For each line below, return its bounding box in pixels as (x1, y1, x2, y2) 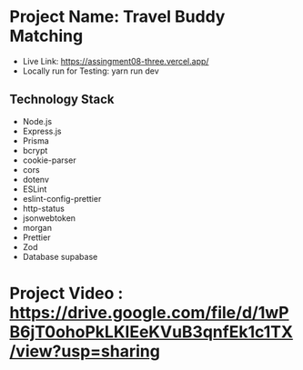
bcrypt (22, 145, 48, 155)
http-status (22, 203, 66, 214)
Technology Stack (9, 92, 115, 107)
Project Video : (9, 283, 124, 304)
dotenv (22, 174, 50, 185)
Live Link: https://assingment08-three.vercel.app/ (22, 55, 209, 66)
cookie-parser (22, 155, 76, 165)
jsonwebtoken (22, 212, 76, 224)
